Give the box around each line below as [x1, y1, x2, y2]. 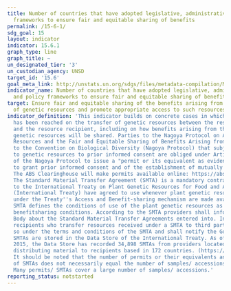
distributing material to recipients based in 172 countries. [13, 248, 195, 254]
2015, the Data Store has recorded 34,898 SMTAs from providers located [13, 241, 226, 248]
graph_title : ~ [7, 55, 51, 62]
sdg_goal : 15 [7, 29, 45, 37]
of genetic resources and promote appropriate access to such [13, 106, 195, 113]
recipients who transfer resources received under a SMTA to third [13, 221, 211, 228]
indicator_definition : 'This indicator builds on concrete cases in [7, 112, 208, 119]
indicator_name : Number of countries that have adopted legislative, [7, 87, 211, 94]
